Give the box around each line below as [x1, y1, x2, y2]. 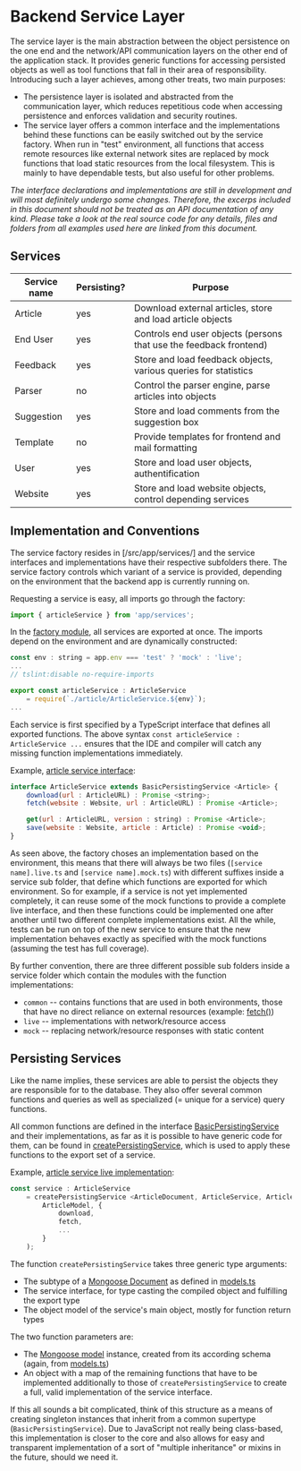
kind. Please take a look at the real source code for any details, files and [10, 213, 278, 224]
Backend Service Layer [10, 6, 186, 27]
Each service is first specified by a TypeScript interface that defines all [10, 719, 271, 730]
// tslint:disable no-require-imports [10, 670, 155, 680]
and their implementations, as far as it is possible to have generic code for [10, 1130, 283, 1141]
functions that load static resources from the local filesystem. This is [22, 158, 275, 168]
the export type [22, 1295, 80, 1305]
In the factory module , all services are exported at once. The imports [10, 627, 263, 637]
